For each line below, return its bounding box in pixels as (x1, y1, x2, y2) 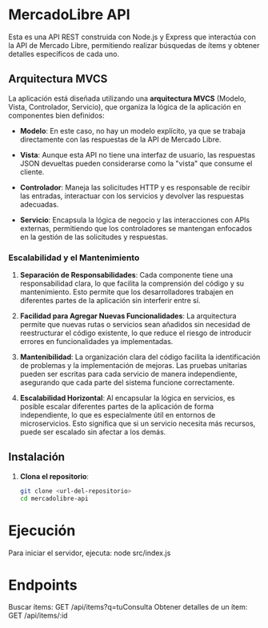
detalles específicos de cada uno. (8, 49, 120, 58)
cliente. (19, 166, 45, 177)
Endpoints (8, 576, 78, 594)
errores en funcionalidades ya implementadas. (19, 337, 174, 346)
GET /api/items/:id (8, 610, 68, 621)
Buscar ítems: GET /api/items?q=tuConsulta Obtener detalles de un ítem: (8, 602, 248, 612)
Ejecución (8, 522, 76, 539)
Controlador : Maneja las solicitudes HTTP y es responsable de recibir (19, 182, 250, 192)
